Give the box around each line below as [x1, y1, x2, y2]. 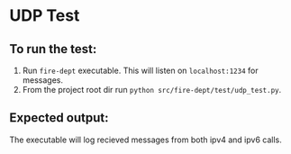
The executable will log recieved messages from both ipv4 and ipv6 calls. [9, 134, 282, 145]
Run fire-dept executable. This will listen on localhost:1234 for [22, 65, 259, 76]
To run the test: [9, 41, 97, 57]
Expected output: [9, 110, 109, 126]
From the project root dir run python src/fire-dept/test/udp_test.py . [22, 85, 282, 95]
